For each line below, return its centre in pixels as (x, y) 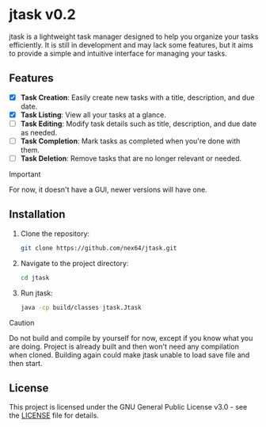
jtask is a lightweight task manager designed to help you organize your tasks (134, 36)
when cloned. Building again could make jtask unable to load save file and (129, 355)
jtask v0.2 (42, 15)
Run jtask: (37, 293)
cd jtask (35, 278)
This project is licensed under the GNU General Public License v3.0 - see (128, 407)
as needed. (39, 132)
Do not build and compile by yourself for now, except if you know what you (131, 337)
